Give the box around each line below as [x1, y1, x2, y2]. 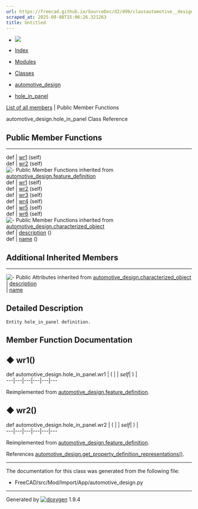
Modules [14, 58, 37, 66]
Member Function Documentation [6, 335, 133, 345]
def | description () [6, 229, 52, 236]
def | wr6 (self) [6, 210, 43, 217]
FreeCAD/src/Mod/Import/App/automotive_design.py [14, 479, 143, 486]
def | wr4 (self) [6, 198, 43, 205]
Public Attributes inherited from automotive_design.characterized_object [15, 274, 192, 280]
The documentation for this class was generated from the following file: [6, 467, 180, 474]
